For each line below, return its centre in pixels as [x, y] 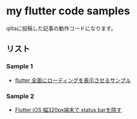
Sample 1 [20, 66]
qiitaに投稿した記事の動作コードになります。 [61, 28]
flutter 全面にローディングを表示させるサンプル [73, 80]
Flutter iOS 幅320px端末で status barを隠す [68, 109]
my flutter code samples [68, 11]
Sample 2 [20, 96]
